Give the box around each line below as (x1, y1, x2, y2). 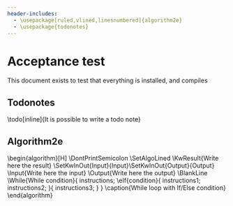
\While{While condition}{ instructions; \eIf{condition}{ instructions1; (7, 176, 201, 184)
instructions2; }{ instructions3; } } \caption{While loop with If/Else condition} (7, 183, 227, 192)
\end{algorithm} (7, 191, 54, 199)
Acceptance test (7, 53, 105, 69)
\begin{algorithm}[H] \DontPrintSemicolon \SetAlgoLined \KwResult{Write (7, 154, 219, 162)
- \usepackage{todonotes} (13, 23, 89, 30)
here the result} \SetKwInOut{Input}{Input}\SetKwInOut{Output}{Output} (7, 161, 215, 170)
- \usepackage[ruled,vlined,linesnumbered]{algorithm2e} (13, 17, 183, 24)
